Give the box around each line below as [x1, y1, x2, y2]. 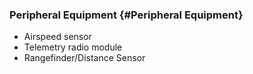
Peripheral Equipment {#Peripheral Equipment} [9, 8, 244, 22]
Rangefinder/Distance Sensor [23, 52, 146, 64]
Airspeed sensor [23, 31, 92, 43]
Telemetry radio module [23, 41, 123, 53]
